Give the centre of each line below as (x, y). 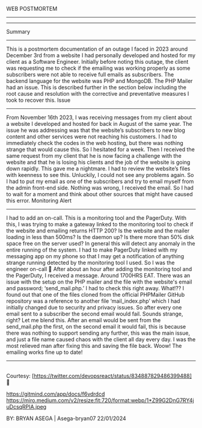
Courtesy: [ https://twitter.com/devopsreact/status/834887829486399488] (99, 376)
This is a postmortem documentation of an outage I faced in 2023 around (97, 49)
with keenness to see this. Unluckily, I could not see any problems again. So (100, 175)
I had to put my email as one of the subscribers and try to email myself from (100, 181)
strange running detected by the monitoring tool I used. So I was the (90, 262)
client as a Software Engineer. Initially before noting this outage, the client (97, 62)
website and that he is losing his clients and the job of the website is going (98, 162)
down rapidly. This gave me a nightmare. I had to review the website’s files (98, 169)
